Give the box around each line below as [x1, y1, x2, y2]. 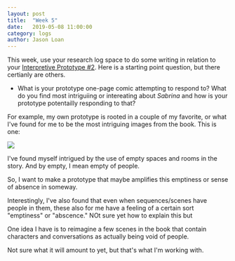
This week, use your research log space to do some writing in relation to [7, 55, 216, 64]
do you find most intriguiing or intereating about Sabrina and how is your [17, 92, 228, 100]
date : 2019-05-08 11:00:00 [7, 23, 93, 30]
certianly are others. [7, 71, 66, 79]
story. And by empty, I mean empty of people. [7, 162, 140, 170]
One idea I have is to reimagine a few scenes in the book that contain [7, 225, 207, 234]
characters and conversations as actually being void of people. [7, 232, 189, 241]
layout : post [7, 10, 46, 18]
